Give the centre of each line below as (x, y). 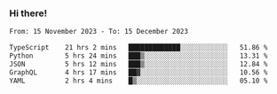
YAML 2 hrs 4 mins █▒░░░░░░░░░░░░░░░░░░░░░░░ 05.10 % (138, 81)
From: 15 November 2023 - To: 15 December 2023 (99, 32)
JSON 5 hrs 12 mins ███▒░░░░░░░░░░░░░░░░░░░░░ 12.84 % (138, 64)
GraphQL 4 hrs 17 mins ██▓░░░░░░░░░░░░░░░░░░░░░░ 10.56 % (138, 72)
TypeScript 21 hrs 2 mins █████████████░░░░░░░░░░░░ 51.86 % (138, 48)
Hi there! (28, 13)
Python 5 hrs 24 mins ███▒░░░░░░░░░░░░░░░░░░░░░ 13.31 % (138, 56)
